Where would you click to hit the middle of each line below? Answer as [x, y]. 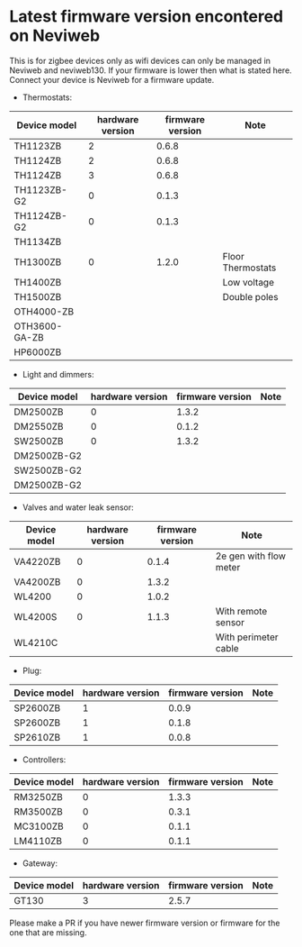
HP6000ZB [38, 351]
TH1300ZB [38, 261]
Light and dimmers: [58, 374]
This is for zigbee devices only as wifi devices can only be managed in [140, 60]
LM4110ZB [38, 841]
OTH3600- [38, 326]
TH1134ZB [38, 241]
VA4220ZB [37, 561]
